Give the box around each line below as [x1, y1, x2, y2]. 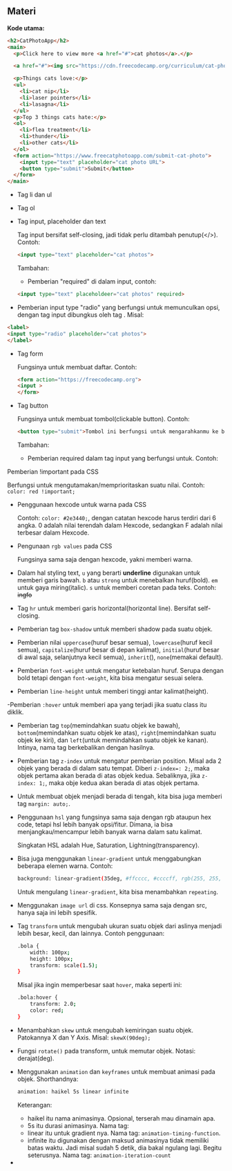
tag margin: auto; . [17, 800, 70, 808]
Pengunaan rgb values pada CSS [17, 542, 113, 551]
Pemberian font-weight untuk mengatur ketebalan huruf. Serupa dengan [17, 667, 224, 675]
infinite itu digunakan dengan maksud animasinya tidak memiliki [27, 1136, 209, 1144]
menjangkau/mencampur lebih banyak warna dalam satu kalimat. [17, 828, 202, 836]
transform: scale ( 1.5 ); [30, 961, 98, 969]
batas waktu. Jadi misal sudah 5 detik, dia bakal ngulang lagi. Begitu [27, 1143, 222, 1152]
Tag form [17, 349, 43, 358]
